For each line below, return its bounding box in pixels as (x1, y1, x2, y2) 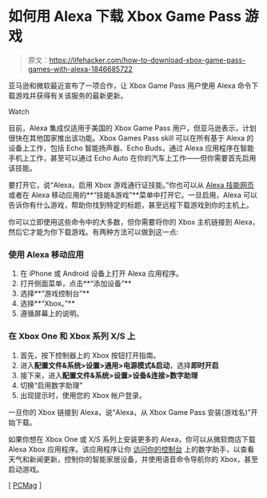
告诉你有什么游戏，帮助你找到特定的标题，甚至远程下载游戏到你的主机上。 (8, 200, 253, 209)
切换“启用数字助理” (19, 380, 83, 390)
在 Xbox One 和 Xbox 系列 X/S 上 (8, 331, 136, 342)
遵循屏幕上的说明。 (19, 309, 84, 318)
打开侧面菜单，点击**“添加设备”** (19, 279, 132, 289)
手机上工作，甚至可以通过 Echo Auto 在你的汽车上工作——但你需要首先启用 (8, 153, 257, 162)
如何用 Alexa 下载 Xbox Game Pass (8, 7, 242, 26)
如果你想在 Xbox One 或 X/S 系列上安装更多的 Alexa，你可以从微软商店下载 (8, 434, 256, 444)
